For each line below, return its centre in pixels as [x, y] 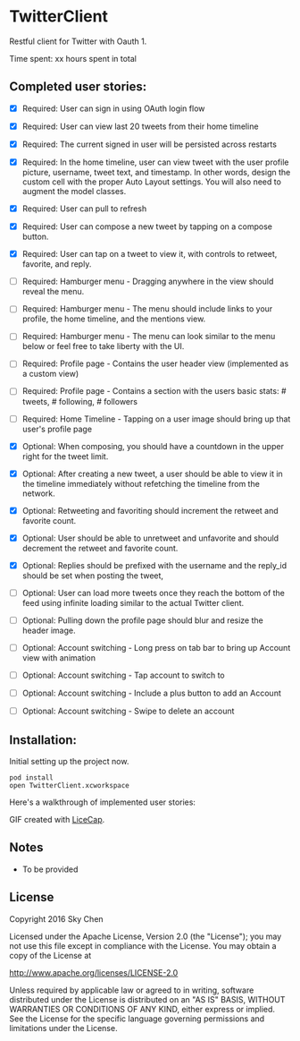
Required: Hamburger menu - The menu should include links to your [147, 309]
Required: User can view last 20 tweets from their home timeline [140, 126]
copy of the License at [50, 955]
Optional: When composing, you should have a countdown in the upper [153, 446]
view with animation [59, 658]
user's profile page [57, 429]
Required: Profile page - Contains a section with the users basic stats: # [154, 391]
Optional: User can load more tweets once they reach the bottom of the [154, 593]
